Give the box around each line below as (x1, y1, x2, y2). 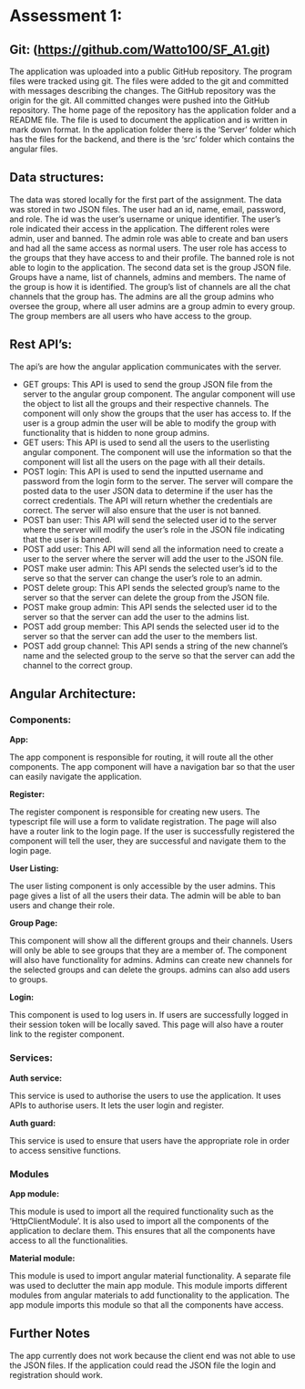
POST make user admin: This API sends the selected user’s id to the (22, 563, 278, 574)
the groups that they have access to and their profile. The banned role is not (9, 252, 295, 263)
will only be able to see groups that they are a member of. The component (9, 945, 288, 956)
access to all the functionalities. (9, 1235, 128, 1246)
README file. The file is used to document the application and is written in (9, 115, 289, 125)
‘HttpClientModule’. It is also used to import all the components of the (9, 1215, 269, 1227)
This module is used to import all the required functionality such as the (9, 1206, 274, 1217)
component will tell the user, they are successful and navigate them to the (9, 835, 287, 846)
